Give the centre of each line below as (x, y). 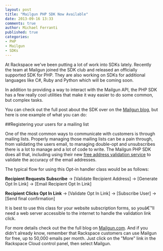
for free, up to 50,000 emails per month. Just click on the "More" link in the (81, 238)
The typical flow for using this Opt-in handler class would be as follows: (77, 169)
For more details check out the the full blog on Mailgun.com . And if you (76, 228)
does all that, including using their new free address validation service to (78, 154)
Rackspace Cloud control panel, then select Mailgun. (58, 243)
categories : (17, 37)
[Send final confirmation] (30, 198)
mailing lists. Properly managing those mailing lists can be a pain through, (79, 139)
